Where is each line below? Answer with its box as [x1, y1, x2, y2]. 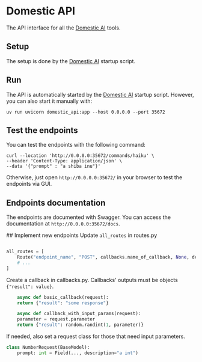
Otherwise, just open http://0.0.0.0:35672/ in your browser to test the [6, 174, 183, 181]
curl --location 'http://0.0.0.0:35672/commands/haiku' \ [6, 153, 155, 159]
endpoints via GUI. [6, 180, 52, 188]
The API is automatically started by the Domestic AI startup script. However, [6, 91, 194, 98]
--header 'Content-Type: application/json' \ [6, 158, 122, 164]
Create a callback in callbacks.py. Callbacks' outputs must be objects [6, 276, 179, 283]
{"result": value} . [6, 283, 54, 290]
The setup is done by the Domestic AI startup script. [6, 57, 136, 64]
